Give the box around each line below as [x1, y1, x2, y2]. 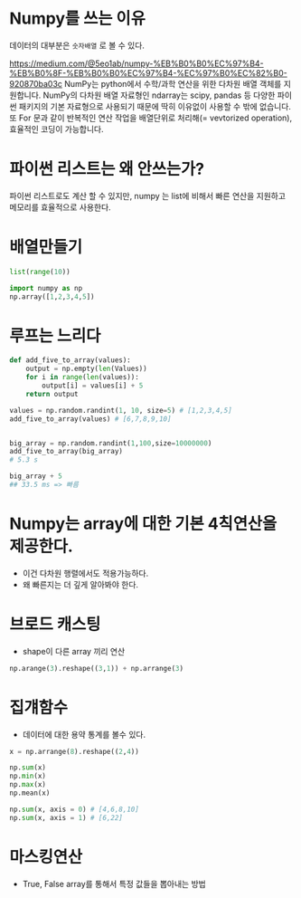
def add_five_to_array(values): [9, 356, 131, 365]
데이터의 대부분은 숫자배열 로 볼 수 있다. [9, 40, 145, 51]
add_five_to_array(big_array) [9, 447, 124, 456]
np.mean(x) [9, 788, 51, 798]
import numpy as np [9, 283, 83, 292]
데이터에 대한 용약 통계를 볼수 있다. [22, 729, 146, 740]
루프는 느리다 [9, 325, 101, 346]
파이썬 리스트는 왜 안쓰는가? [9, 159, 205, 179]
